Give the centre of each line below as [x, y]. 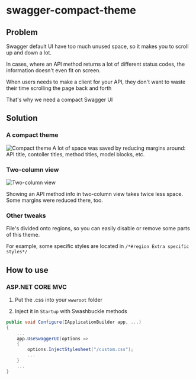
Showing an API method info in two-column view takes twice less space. [95, 194]
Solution [22, 118]
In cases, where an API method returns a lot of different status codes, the [96, 64]
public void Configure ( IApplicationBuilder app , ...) [74, 322]
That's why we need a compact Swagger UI [60, 99]
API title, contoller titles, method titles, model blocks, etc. [75, 154]
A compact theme [32, 135]
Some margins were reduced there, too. [55, 200]
